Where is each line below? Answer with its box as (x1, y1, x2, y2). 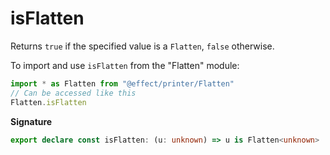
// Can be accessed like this (10, 88, 137, 98)
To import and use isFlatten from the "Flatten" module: (10, 59, 240, 71)
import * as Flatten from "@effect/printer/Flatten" (10, 78, 235, 89)
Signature (10, 115, 53, 127)
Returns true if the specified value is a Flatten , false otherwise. (10, 40, 275, 52)
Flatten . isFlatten (10, 97, 87, 107)
